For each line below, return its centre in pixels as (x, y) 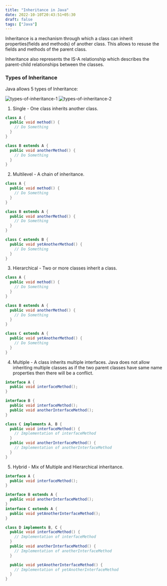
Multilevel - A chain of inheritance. (48, 174)
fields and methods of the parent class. (46, 49)
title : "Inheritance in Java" (37, 10)
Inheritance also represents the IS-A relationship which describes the (77, 59)
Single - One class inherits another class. (55, 108)
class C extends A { (27, 334)
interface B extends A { (31, 495)
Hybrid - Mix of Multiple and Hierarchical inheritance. (68, 467)
